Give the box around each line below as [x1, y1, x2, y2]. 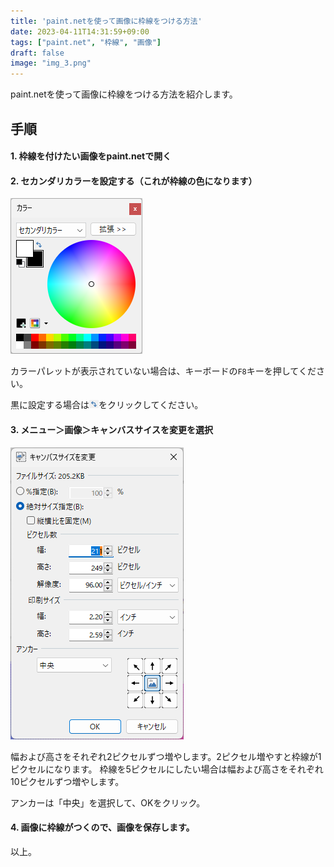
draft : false [10, 48, 65, 58]
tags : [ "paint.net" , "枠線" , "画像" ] [10, 37, 162, 47]
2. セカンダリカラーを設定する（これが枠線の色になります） [10, 175, 258, 187]
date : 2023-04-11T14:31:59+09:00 [10, 26, 150, 37]
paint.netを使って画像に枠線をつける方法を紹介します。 [10, 88, 238, 100]
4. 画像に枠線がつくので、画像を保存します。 [10, 821, 195, 834]
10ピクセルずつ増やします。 [10, 775, 125, 787]
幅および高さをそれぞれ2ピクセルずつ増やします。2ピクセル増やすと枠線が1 [10, 750, 322, 762]
